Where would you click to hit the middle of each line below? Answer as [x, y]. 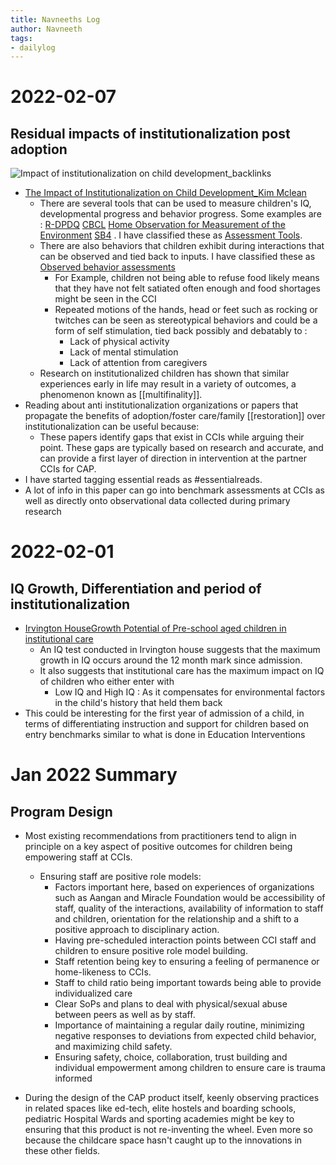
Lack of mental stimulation [124, 352]
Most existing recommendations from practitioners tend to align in [160, 836]
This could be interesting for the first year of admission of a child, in [164, 713]
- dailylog [33, 47]
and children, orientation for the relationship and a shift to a [177, 919]
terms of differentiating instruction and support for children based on [166, 724]
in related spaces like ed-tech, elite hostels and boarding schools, [160, 1108]
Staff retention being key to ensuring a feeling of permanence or [187, 962]
